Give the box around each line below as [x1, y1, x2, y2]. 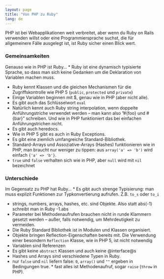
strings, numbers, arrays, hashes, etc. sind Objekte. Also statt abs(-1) [12, 201, 152, 207]
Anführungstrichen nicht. [12, 120, 63, 126]
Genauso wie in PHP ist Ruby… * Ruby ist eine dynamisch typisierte [5, 64, 141, 70]
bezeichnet [12, 162, 35, 168]
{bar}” [12, 115, 25, 121]
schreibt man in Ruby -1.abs [12, 206, 69, 212]
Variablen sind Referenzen [12, 243, 66, 248]
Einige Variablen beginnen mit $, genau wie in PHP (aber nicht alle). [12, 94, 149, 100]
